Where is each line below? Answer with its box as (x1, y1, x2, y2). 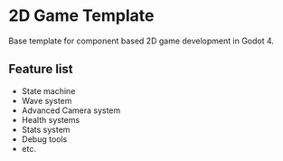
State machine (21, 85, 76, 96)
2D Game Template (8, 5, 155, 26)
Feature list (8, 62, 73, 77)
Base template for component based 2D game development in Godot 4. (8, 35, 275, 46)
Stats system (21, 124, 71, 135)
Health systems (21, 114, 80, 125)
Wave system (21, 95, 72, 106)
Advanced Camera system (21, 105, 121, 116)
